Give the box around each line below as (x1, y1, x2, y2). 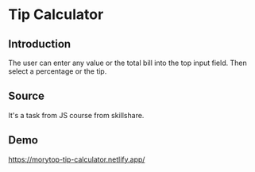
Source (8, 90, 45, 103)
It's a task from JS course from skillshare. (8, 110, 145, 120)
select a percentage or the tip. (8, 67, 107, 76)
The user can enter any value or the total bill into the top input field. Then (8, 58, 248, 67)
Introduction (8, 37, 71, 51)
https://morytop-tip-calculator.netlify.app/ (8, 155, 145, 164)
